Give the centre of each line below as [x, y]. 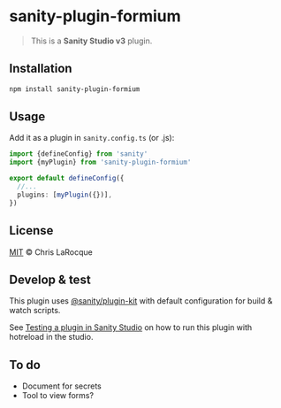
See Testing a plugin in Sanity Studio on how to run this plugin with [131, 327]
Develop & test [50, 279]
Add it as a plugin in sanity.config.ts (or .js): [92, 138]
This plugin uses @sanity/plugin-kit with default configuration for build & [141, 301]
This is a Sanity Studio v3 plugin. [91, 41]
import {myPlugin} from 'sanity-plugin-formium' [100, 162]
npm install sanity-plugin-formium [75, 89]
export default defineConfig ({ [67, 179]
